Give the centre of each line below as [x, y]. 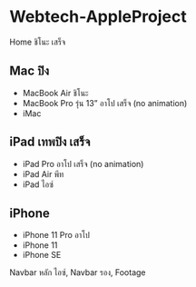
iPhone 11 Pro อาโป [56, 235]
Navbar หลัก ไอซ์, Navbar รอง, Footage [78, 272]
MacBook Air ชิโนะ [55, 93]
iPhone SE [42, 255]
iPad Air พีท [43, 173]
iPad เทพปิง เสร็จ [50, 142]
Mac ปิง [29, 71]
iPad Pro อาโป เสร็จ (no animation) [83, 163]
